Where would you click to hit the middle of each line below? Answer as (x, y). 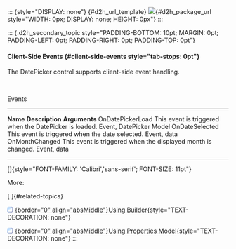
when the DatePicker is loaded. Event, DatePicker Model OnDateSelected (113, 127)
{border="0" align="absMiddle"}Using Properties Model (96, 231)
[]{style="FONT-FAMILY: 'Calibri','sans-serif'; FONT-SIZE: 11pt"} (99, 169)
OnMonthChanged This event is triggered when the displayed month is (110, 142)
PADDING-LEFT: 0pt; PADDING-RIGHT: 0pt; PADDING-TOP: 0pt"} (101, 40)
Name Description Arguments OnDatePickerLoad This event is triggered (113, 119)
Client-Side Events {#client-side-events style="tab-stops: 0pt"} (104, 56)
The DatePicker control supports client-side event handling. (94, 72)
